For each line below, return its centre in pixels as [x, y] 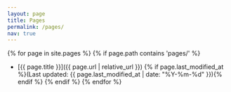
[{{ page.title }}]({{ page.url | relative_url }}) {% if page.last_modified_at [120, 67]
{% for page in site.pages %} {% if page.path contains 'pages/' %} [104, 53]
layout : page [26, 14]
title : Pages [26, 20]
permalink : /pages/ [36, 27]
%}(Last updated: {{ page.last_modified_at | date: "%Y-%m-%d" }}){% [120, 74]
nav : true [22, 33]
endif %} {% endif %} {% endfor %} [70, 82]
